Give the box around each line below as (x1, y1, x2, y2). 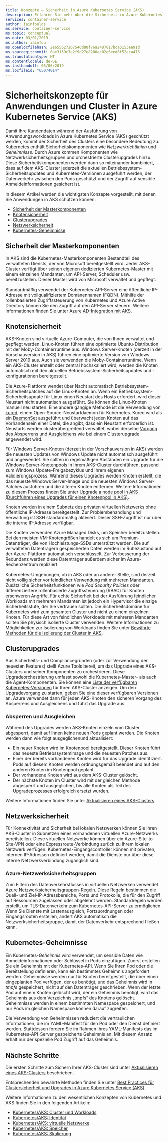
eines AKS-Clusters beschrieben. (5, 1070, 74, 1076)
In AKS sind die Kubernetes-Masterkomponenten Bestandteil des (5, 255, 139, 261)
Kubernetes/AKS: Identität (12, 1115, 67, 1121)
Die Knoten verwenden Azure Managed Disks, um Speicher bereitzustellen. (5, 529, 161, 535)
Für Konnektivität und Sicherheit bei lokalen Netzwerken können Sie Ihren (5, 825, 157, 831)
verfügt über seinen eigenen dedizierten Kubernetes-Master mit (21, 266, 154, 272)
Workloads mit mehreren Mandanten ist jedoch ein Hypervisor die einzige (5, 598, 157, 604)
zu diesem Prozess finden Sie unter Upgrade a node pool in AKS (5, 489, 138, 495)
